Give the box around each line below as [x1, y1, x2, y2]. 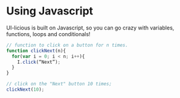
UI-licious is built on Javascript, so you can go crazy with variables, [6, 24, 175, 31]
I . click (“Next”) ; [17, 59, 61, 65]
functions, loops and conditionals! [6, 30, 91, 37]
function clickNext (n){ [6, 47, 66, 54]
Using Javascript [6, 4, 94, 18]
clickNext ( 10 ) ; [6, 87, 45, 93]
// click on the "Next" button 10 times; [6, 81, 112, 87]
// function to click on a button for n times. [6, 42, 129, 48]
